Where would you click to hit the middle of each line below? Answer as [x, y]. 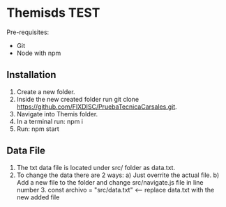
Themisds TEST [53, 13]
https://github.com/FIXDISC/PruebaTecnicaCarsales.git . [97, 107]
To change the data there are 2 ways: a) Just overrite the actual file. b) [118, 175]
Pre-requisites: [28, 32]
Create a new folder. [46, 91]
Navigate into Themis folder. [57, 114]
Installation [31, 75]
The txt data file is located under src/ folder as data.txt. [96, 167]
